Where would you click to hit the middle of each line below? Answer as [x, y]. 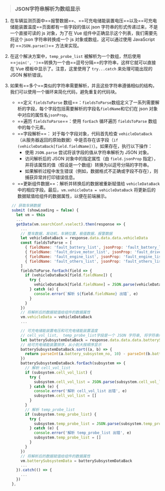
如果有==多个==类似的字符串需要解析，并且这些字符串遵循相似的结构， [83, 86]
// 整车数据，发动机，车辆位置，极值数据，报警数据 [67, 234]
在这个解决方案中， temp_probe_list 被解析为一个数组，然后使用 [75, 56]
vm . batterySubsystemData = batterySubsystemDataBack [77, 461]
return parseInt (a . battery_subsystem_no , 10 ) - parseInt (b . [88, 354]
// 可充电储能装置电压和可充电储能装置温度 [59, 331]
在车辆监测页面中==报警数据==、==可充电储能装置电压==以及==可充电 [83, 21]
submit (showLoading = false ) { [45, 210]
